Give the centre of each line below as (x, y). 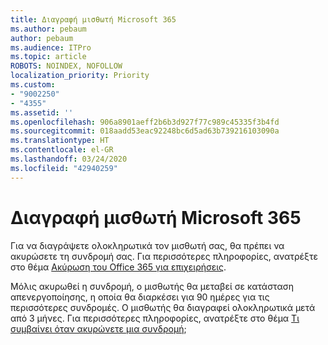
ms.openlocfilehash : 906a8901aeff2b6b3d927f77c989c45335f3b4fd (145, 122)
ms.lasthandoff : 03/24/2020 (69, 159)
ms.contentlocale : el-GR (62, 150)
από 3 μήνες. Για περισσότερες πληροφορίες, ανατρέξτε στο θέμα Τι (155, 318)
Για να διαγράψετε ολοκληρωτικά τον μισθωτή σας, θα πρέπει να (147, 245)
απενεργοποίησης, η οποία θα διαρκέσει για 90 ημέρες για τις (140, 297)
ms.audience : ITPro (51, 47)
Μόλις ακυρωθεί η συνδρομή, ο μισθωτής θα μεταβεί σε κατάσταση (152, 286)
